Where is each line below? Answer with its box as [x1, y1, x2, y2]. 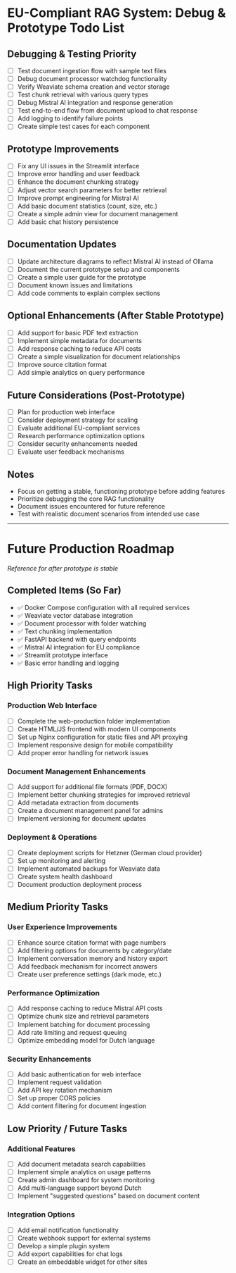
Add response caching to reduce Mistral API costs [17, 1004, 163, 1012]
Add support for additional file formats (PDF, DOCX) [17, 783, 168, 791]
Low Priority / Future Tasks [7, 1122, 128, 1135]
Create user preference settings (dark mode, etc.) [17, 970, 162, 979]
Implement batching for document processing [17, 1020, 150, 1029]
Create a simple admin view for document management [17, 209, 178, 218]
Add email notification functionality [17, 1226, 119, 1234]
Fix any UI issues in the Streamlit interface [17, 162, 140, 170]
